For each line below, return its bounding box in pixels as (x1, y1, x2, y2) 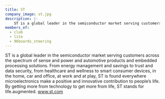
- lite (9, 35, 23, 40)
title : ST (5, 7, 26, 12)
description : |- (5, 16, 38, 21)
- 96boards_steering (9, 39, 52, 44)
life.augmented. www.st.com (5, 88, 63, 94)
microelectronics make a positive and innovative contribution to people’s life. (5, 78, 160, 84)
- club (9, 30, 23, 35)
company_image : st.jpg (5, 12, 52, 17)
